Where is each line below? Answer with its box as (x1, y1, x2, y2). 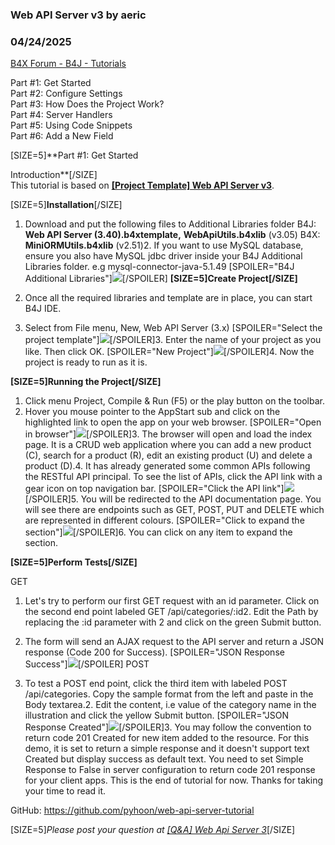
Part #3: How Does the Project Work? (10, 98, 165, 110)
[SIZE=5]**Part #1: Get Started (10, 149, 139, 162)
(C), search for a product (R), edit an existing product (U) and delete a (24, 449, 313, 462)
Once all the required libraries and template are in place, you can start (24, 292, 313, 304)
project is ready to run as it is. (24, 356, 148, 368)
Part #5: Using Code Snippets (10, 119, 133, 132)
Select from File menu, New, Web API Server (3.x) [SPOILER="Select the (24, 322, 323, 334)
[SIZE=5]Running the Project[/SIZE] (10, 376, 162, 388)
